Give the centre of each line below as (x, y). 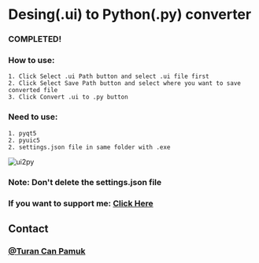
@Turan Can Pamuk (47, 251)
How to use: (31, 61)
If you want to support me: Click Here (81, 203)
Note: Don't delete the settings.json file (85, 182)
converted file (33, 91)
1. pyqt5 (22, 133)
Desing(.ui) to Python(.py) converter (130, 15)
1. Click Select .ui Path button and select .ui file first (109, 76)
